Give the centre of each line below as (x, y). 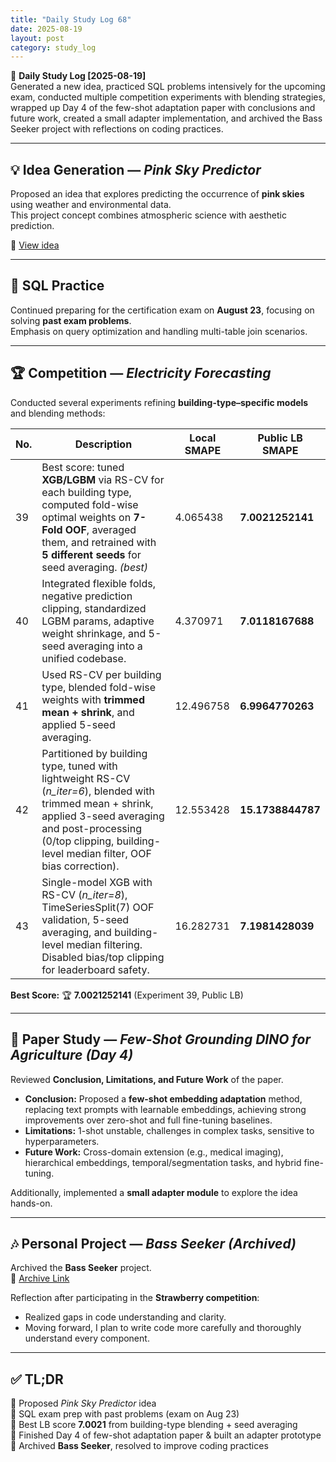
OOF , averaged (100, 529)
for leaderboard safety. (95, 969)
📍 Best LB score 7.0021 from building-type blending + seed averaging (154, 1425)
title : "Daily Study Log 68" (71, 19)
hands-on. (31, 1203)
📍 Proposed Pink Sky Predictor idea (83, 1403)
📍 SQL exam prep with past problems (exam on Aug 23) (125, 1414)
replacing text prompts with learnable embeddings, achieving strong (165, 1109)
